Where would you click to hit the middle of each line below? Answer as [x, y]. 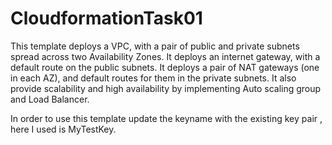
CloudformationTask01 [106, 18]
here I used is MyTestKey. [63, 129]
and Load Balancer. [50, 99]
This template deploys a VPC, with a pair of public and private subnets [155, 46]
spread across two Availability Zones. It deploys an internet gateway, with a [165, 56]
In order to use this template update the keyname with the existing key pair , [166, 118]
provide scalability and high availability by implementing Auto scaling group [166, 88]
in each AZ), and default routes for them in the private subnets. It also [153, 78]
